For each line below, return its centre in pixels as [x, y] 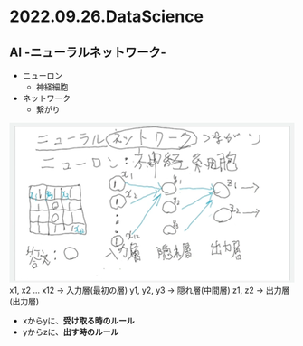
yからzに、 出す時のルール [71, 332]
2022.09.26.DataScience [107, 17]
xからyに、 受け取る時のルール [78, 320]
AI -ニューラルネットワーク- [88, 52]
